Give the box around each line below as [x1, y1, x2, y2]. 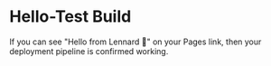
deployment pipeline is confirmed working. [9, 45, 169, 56]
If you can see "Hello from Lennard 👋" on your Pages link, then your [9, 36, 262, 47]
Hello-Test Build [9, 6, 132, 27]
